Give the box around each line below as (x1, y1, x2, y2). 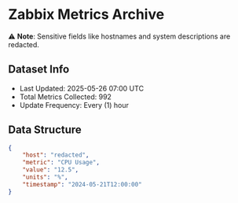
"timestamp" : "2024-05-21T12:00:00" (22, 180, 143, 188)
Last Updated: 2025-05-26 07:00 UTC (19, 83, 144, 93)
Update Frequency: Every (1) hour (19, 100, 130, 109)
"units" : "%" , (22, 173, 68, 182)
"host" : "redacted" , (22, 151, 90, 159)
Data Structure (8, 124, 82, 137)
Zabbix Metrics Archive (8, 6, 165, 24)
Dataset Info (8, 63, 70, 76)
